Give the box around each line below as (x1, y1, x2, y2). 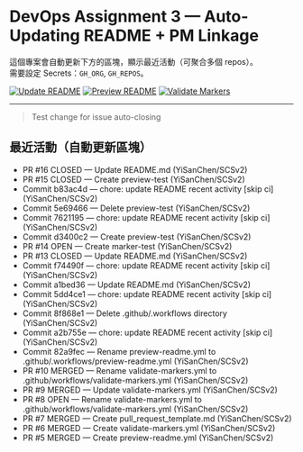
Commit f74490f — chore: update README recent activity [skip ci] (22, 259, 271, 271)
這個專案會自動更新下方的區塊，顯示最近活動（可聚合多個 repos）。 (9, 56, 259, 67)
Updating (9, 25, 81, 46)
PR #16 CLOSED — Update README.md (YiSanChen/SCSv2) (22, 164, 248, 175)
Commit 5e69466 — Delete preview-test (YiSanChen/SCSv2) (22, 203, 251, 213)
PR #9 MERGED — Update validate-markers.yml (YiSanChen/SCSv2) (22, 384, 278, 395)
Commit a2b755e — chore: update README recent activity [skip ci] (22, 327, 273, 338)
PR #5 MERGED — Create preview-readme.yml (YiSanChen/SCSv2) (22, 432, 274, 443)
